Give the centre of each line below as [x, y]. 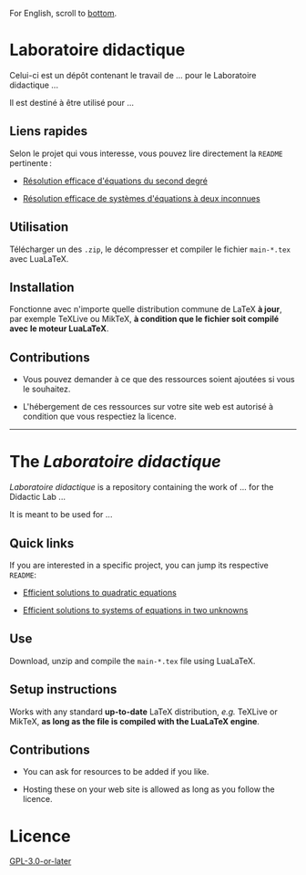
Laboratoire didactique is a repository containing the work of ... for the [142, 487]
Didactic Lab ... [38, 497]
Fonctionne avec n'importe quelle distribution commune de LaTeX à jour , [146, 309]
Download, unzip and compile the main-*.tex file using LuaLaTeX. [133, 661]
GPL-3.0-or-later [41, 861]
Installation [42, 287]
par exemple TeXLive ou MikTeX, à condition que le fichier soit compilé [144, 319]
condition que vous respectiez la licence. [100, 417]
